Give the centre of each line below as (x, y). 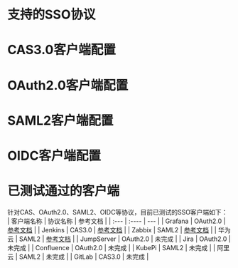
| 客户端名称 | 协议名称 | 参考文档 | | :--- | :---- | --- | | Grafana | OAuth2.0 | (117, 221)
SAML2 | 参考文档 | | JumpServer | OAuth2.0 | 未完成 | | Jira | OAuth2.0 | (125, 239)
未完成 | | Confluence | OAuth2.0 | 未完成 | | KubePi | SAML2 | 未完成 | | (111, 247)
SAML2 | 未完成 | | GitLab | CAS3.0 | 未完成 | (84, 257)
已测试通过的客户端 (64, 191)
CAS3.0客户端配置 (61, 50)
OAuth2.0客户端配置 (68, 85)
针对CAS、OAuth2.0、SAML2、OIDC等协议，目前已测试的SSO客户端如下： (118, 212)
